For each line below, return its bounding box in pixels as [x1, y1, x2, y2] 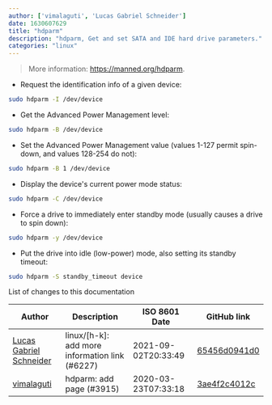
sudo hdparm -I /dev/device [8, 95, 104, 103]
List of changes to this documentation [8, 287, 135, 297]
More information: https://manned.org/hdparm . [28, 64, 185, 74]
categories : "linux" [8, 42, 79, 50]
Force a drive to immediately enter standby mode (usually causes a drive [19, 209, 263, 219]
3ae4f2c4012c [197, 378, 256, 390]
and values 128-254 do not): [43, 149, 138, 158]
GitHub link [206, 311, 251, 323]
